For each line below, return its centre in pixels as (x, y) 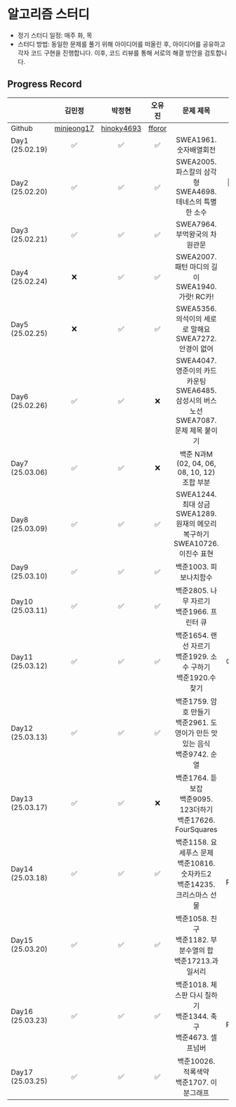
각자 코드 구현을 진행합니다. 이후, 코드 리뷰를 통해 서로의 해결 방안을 (110, 53)
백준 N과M (196, 454)
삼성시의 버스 (196, 400)
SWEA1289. (196, 513)
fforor (158, 128)
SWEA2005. (196, 161)
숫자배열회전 (196, 150)
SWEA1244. (196, 494)
